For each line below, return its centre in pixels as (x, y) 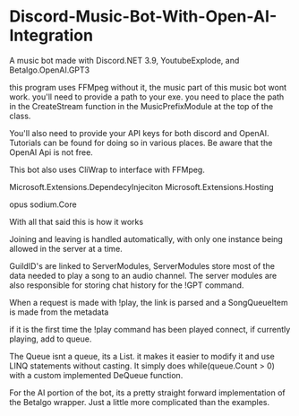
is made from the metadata (59, 312)
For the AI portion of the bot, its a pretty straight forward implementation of (148, 393)
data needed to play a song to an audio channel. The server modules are (143, 275)
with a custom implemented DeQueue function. (96, 375)
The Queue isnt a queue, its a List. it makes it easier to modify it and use (142, 356)
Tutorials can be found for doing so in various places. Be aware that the (141, 143)
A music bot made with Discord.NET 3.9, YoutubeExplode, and (124, 60)
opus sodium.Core (43, 204)
